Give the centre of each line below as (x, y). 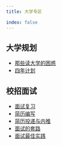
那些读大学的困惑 (35, 63)
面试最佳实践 (30, 136)
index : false (22, 22)
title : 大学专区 (24, 12)
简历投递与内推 (32, 121)
